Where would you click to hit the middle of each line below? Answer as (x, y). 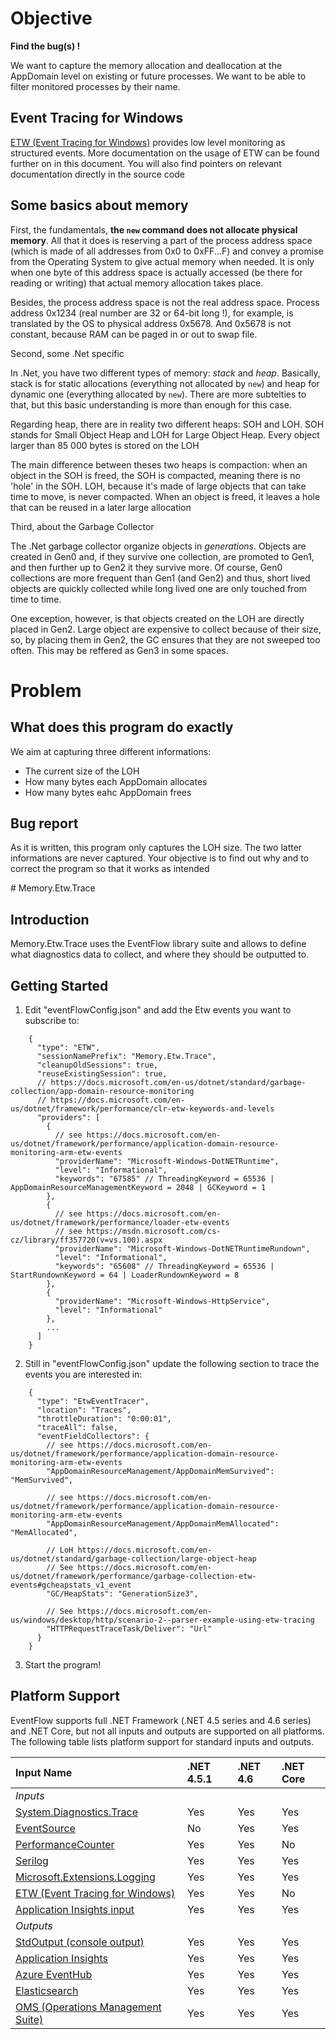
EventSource (45, 1828)
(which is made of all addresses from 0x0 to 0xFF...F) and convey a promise (167, 251)
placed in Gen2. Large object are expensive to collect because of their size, (166, 629)
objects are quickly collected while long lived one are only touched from (158, 588)
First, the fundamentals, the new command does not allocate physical (154, 229)
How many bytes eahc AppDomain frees (108, 792)
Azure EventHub (54, 1974)
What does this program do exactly (122, 727)
